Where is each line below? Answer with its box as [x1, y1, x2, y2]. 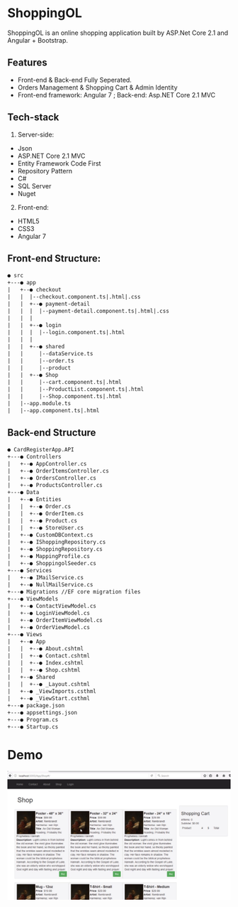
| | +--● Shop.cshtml [7, 667, 81, 674]
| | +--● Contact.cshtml [7, 653, 91, 660]
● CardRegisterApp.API [7, 446, 74, 453]
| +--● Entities [7, 496, 62, 503]
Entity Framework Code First [17, 159, 101, 168]
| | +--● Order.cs [7, 503, 72, 510]
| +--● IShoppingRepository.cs [7, 539, 106, 546]
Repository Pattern [17, 166, 73, 175]
